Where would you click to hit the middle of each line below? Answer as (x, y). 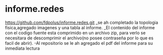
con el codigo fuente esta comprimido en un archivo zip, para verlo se (75, 33)
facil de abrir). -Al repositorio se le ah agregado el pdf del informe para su (79, 43)
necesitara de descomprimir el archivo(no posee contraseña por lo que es (79, 38)
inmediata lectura (22, 48)
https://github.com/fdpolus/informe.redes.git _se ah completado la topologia (81, 22)
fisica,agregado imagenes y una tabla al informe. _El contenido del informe (80, 27)
